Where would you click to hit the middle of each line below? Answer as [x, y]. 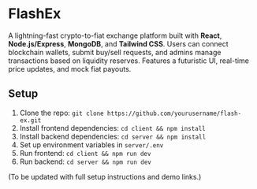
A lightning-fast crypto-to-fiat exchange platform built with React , [115, 35]
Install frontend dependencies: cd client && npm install [113, 128]
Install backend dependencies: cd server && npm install [113, 136]
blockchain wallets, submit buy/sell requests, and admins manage [115, 52]
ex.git [30, 120]
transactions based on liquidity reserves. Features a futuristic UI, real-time [129, 61]
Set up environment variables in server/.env [91, 145]
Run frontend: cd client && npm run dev [85, 153]
